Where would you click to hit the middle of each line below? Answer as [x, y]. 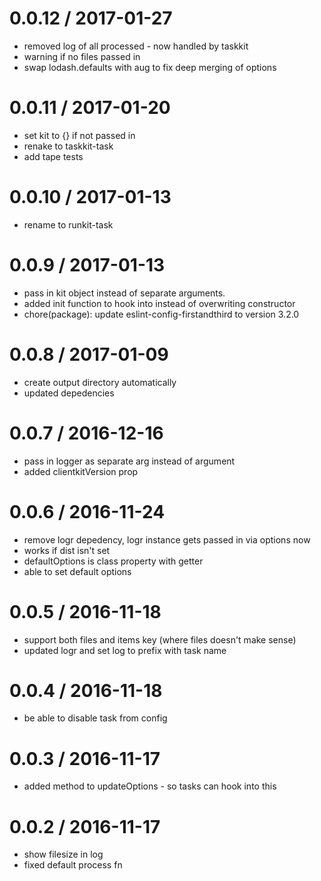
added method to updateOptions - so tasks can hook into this [150, 786]
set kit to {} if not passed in [79, 135]
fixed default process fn [73, 865]
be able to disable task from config [95, 718]
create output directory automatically [100, 382]
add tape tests [53, 156]
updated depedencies [69, 393]
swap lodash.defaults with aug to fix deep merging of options [150, 67]
